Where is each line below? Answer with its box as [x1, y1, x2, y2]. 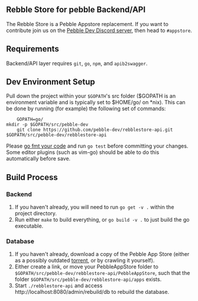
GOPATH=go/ [17, 117, 44, 123]
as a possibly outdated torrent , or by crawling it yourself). [14, 257, 155, 264]
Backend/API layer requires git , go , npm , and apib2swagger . [6, 59, 148, 67]
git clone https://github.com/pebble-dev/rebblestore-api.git [17, 127, 173, 133]
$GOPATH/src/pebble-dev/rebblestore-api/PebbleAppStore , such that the [14, 270, 190, 277]
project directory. [14, 210, 57, 217]
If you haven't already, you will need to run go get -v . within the [14, 204, 174, 211]
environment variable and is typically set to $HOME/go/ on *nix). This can [6, 99, 186, 106]
